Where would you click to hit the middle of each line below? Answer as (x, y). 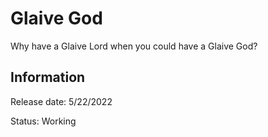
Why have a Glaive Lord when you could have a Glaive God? (134, 46)
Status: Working (43, 121)
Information (48, 77)
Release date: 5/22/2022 (61, 101)
